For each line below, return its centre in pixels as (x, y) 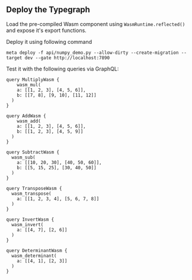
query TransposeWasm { (34, 188)
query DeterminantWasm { (37, 250)
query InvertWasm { (30, 219)
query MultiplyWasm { (33, 79)
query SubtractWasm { (33, 152)
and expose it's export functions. (47, 30)
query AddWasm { (26, 116)
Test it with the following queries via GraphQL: (63, 69)
